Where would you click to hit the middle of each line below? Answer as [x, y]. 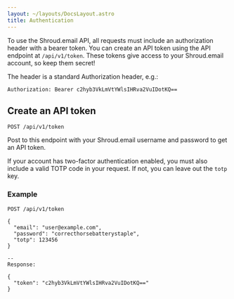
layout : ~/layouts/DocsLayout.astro [61, 14]
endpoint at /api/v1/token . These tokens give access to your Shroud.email [115, 55]
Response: [22, 265]
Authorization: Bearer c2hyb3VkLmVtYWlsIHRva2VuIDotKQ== [92, 89]
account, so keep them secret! [51, 63]
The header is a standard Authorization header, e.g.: [83, 76]
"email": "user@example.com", [58, 227]
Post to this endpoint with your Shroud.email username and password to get [117, 140]
